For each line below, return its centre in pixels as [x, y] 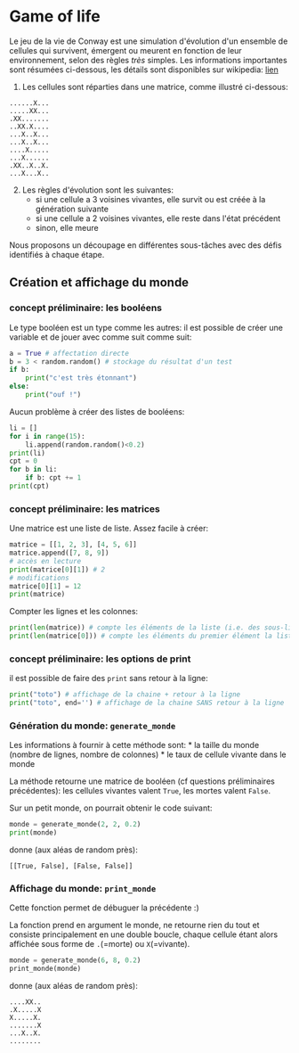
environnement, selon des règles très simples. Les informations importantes [148, 60]
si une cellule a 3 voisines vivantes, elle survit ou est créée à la [150, 199]
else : [19, 387]
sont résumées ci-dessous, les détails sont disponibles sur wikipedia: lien [144, 70]
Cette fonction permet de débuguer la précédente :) [104, 908]
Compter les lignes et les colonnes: [74, 612]
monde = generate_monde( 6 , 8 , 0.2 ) [75, 960]
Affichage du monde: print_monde [83, 889]
